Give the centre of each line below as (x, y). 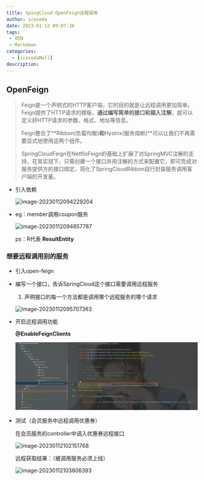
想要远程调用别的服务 (37, 256)
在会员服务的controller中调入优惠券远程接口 (70, 433)
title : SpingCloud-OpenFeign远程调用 (52, 13)
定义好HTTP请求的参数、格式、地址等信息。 (76, 120)
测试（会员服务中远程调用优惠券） (58, 420)
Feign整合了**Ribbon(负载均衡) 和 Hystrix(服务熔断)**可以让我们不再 (105, 133)
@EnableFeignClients (43, 334)
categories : (21, 52)
